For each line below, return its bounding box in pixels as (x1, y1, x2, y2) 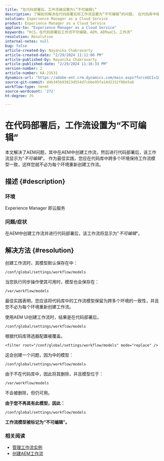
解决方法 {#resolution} (5, 246, 74, 254)
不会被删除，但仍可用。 (5, 390, 52, 396)
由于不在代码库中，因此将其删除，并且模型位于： (5, 371, 103, 377)
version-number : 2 (5, 66, 42, 71)
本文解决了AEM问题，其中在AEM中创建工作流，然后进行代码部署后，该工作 (5, 149, 157, 155)
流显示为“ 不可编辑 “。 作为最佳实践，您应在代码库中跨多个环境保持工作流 (5, 156, 151, 161)
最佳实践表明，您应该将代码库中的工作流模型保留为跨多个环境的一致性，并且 (5, 298, 159, 303)
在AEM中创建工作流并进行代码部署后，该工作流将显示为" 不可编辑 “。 (5, 230, 143, 237)
